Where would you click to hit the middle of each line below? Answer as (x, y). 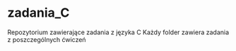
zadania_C (39, 13)
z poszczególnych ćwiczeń (47, 39)
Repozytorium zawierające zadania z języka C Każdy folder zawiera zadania (118, 32)
